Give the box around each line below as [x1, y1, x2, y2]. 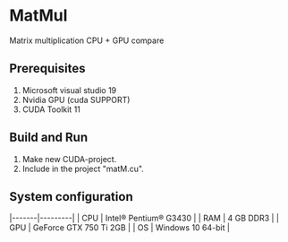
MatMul [9, 5, 68, 26]
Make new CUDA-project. [21, 153, 117, 164]
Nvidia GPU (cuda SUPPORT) [21, 94, 131, 105]
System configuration [9, 189, 133, 204]
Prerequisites [9, 61, 86, 76]
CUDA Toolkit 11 [21, 104, 80, 115]
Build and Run [9, 130, 88, 145]
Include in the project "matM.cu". [21, 163, 145, 174]
